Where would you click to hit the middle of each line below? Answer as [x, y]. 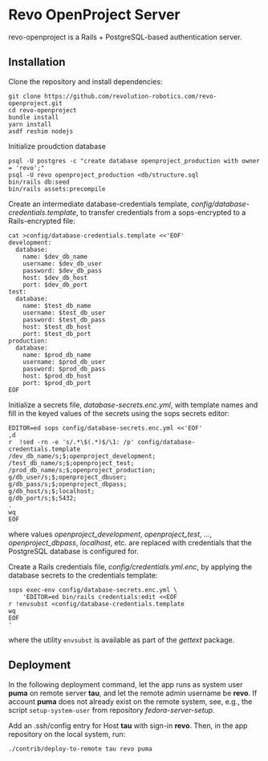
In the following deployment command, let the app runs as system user [126, 684]
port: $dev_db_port [55, 285]
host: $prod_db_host [57, 376]
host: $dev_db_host [55, 277]
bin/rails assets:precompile [57, 189]
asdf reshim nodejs [41, 131]
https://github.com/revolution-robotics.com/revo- [130, 96]
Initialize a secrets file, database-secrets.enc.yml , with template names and [133, 405]
